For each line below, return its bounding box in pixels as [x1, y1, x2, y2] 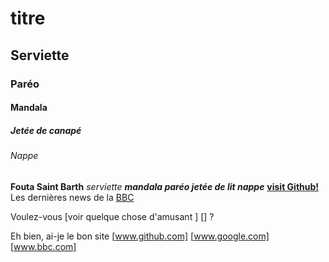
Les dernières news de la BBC [10, 191, 135, 203]
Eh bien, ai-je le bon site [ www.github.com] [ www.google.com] [10, 230, 270, 242]
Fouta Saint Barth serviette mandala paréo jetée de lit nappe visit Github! [10, 180, 320, 192]
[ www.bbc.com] [10, 240, 77, 252]
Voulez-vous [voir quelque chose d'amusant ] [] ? [10, 210, 215, 222]
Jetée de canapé [10, 124, 82, 136]
